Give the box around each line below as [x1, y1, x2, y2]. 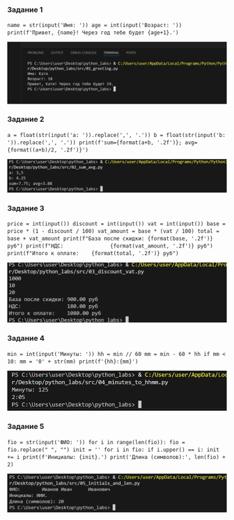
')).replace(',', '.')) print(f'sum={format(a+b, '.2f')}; [7, 139, 182, 146]
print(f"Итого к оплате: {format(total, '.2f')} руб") [7, 250, 179, 257]
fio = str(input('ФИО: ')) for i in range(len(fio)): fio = [7, 439, 186, 446]
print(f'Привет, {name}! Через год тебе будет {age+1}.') [7, 29, 179, 36]
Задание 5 [7, 422, 45, 432]
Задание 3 [7, 203, 45, 213]
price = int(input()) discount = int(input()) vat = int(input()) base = [7, 220, 226, 227]
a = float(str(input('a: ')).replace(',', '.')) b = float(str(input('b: [7, 131, 226, 138]
